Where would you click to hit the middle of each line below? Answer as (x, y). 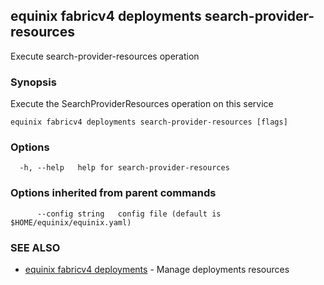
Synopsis (33, 82)
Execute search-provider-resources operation (105, 56)
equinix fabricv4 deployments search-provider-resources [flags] (149, 122)
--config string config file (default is (129, 214)
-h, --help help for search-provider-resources (124, 168)
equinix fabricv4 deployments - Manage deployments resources (157, 269)
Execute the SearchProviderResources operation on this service (142, 104)
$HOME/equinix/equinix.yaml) (71, 222)
